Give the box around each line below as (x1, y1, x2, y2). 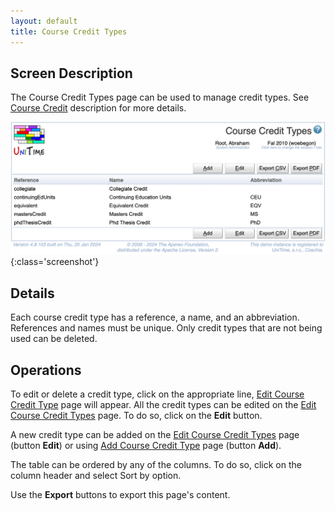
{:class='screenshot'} (10, 256, 100, 268)
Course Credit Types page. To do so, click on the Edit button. (10, 410, 263, 422)
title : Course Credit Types (10, 26, 128, 37)
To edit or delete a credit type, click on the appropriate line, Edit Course (10, 388, 305, 400)
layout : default (10, 16, 78, 26)
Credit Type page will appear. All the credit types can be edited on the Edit (10, 399, 317, 411)
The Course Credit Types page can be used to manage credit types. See (10, 91, 310, 104)
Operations (10, 361, 82, 379)
